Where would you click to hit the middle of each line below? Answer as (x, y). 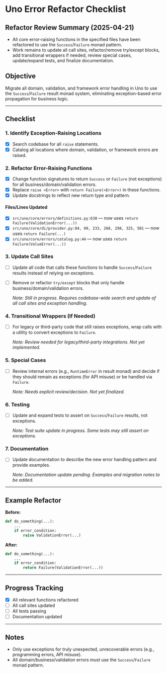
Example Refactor (33, 500)
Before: (13, 512)
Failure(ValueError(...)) (39, 244)
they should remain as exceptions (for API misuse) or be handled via (82, 377)
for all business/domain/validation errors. (54, 184)
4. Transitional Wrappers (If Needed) (50, 316)
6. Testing (17, 405)
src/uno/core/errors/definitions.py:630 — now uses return (75, 218)
